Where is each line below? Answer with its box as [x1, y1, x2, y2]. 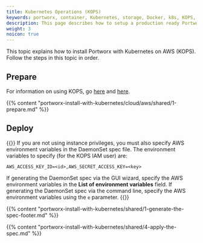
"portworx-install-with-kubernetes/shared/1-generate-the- [37, 205, 184, 212]
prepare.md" [6, 106, 38, 113]
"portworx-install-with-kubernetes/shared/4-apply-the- [37, 223, 177, 230]
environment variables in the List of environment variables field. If [6, 180, 172, 188]
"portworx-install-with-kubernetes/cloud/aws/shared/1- [37, 99, 177, 106]
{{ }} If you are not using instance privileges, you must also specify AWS [6, 139, 184, 147]
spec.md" [6, 230, 31, 237]
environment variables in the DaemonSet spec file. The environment [6, 145, 176, 153]
